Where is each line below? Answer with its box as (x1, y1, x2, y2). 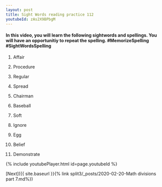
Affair (13, 54, 25, 60)
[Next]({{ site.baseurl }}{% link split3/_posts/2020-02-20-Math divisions (6, 170, 156, 176)
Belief (13, 141, 26, 147)
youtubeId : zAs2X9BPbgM (6, 17, 56, 22)
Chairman (13, 93, 34, 99)
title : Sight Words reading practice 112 (6, 12, 94, 17)
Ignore (13, 122, 27, 128)
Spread (13, 83, 29, 89)
